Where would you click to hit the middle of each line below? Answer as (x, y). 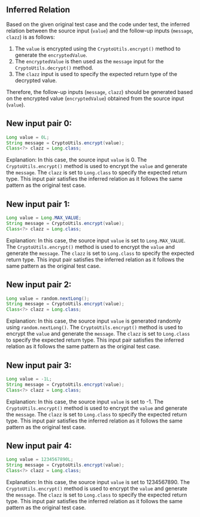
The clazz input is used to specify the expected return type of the (96, 74)
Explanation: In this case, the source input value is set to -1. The (85, 402)
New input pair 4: (39, 445)
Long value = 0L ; (28, 137)
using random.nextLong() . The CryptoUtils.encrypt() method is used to (95, 327)
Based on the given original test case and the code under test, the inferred (98, 24)
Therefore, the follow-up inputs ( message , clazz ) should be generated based (100, 92)
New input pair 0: (39, 124)
